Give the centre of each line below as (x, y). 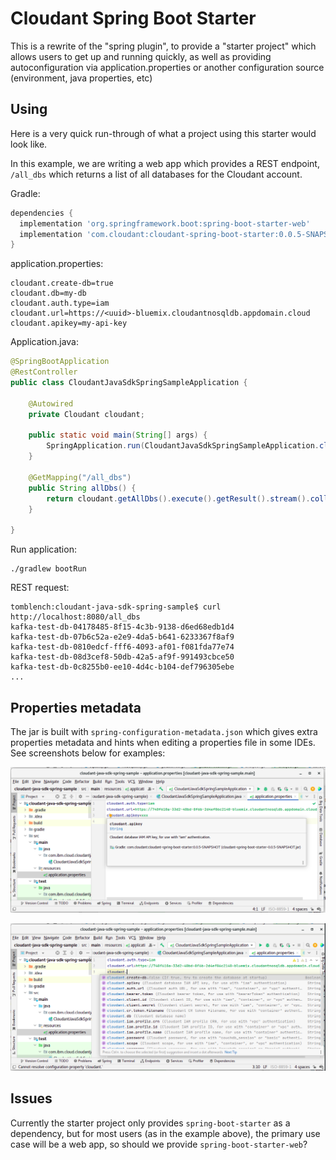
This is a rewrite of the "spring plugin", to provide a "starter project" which (163, 46)
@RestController (44, 372)
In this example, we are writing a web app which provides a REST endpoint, (165, 163)
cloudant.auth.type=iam (60, 303)
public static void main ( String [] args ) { (118, 435)
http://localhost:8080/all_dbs (75, 617)
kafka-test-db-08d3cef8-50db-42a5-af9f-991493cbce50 (122, 657)
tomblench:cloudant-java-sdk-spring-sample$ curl (116, 607)
